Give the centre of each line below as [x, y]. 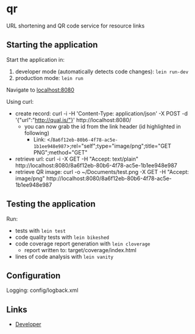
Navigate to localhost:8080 [41, 90]
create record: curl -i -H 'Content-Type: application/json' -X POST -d [101, 113]
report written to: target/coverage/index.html [80, 250]
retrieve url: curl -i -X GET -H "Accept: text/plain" [77, 159]
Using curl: [20, 101]
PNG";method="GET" [60, 152]
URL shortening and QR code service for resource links [76, 26]
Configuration [34, 276]
